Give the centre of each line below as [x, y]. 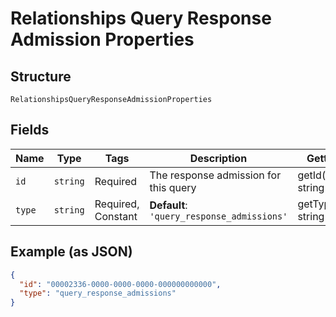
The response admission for [215, 175]
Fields [30, 130]
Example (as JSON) [71, 252]
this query [173, 187]
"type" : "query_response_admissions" [98, 293]
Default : [168, 205]
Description [218, 158]
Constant [116, 216]
